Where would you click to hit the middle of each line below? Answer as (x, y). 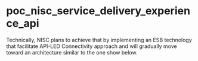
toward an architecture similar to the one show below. (72, 52)
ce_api (23, 23)
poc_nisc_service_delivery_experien (98, 11)
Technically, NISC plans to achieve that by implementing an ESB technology (99, 40)
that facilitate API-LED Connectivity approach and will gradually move (92, 46)
